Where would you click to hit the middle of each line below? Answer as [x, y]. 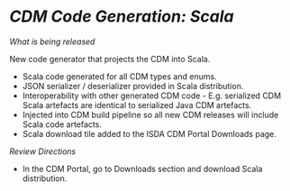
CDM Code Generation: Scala [122, 17]
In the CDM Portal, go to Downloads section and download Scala [142, 168]
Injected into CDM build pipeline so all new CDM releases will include [150, 114]
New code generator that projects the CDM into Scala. [110, 59]
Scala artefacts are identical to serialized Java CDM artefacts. [137, 105]
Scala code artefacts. [62, 124]
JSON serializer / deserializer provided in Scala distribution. [133, 86]
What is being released [52, 41]
